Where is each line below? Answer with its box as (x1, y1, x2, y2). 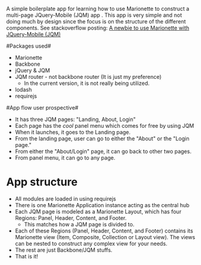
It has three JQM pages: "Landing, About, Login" (14, 116, 136, 123)
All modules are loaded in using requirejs (14, 195, 116, 202)
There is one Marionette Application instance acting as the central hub (14, 201, 190, 208)
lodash (14, 86, 32, 93)
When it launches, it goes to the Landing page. (14, 129, 131, 136)
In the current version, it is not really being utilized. (23, 79, 150, 87)
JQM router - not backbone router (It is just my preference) (14, 73, 162, 80)
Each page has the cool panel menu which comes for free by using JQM (14, 122, 194, 129)
